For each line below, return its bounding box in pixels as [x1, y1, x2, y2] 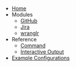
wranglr [20, 30, 39, 37]
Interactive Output [20, 48, 64, 55]
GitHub [20, 17, 38, 24]
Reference [11, 36, 37, 43]
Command [20, 42, 46, 49]
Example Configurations [11, 55, 70, 61]
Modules [11, 11, 33, 18]
